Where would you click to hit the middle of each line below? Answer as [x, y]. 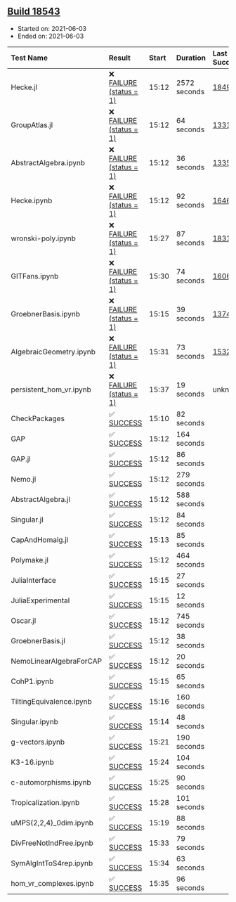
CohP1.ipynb [32, 681]
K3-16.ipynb [33, 762]
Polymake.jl [30, 560]
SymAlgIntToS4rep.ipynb [52, 863]
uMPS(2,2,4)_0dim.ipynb [52, 823]
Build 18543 [34, 12]
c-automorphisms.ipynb [51, 782]
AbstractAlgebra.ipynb [48, 162]
